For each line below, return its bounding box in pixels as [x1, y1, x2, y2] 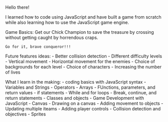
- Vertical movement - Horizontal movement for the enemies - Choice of [5, 58, 155, 65]
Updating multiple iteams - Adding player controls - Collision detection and [5, 106, 161, 111]
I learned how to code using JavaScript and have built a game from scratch [5, 14, 161, 20]
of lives [5, 69, 21, 75]
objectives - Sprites [5, 111, 46, 117]
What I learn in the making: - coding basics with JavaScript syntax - [5, 79, 146, 85]
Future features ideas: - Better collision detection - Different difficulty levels [5, 53, 162, 59]
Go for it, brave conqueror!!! [5, 44, 71, 49]
